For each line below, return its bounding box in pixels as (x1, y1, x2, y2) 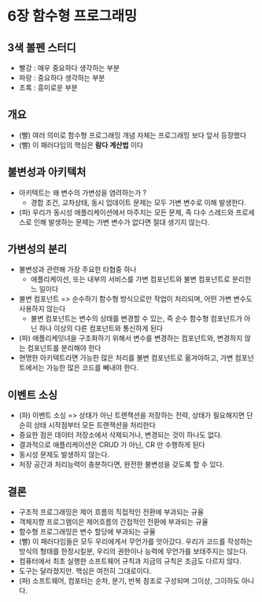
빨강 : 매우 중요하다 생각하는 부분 (18, 64, 120, 72)
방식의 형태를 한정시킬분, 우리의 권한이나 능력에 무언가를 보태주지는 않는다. (18, 547, 249, 556)
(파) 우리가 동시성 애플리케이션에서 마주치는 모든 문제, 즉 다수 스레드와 (18, 207, 234, 217)
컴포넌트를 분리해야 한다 (27, 343, 101, 353)
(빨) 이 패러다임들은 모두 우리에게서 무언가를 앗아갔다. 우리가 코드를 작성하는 (18, 537, 253, 546)
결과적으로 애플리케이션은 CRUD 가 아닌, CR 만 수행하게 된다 (18, 440, 205, 450)
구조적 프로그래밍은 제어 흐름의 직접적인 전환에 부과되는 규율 (18, 508, 205, 517)
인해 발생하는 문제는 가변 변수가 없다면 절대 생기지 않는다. (33, 217, 210, 226)
